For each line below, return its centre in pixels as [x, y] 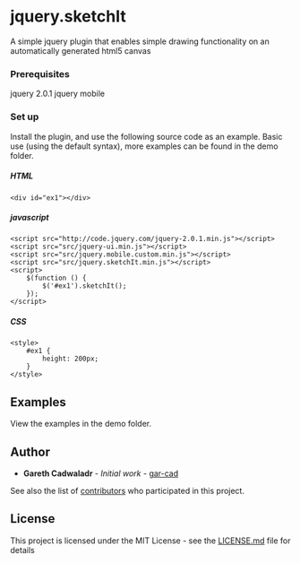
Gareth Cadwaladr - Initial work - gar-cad [101, 473]
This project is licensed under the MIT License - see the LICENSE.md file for [150, 541]
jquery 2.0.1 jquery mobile [58, 94]
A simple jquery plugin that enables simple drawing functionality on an [140, 41]
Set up [25, 117]
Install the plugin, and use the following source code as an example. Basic [146, 136]
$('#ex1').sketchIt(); [85, 286]
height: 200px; [71, 359]
